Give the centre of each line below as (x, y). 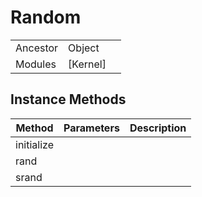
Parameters (91, 128)
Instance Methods (68, 99)
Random (46, 17)
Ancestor (37, 48)
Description (158, 128)
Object (84, 48)
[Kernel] (87, 64)
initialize (34, 144)
